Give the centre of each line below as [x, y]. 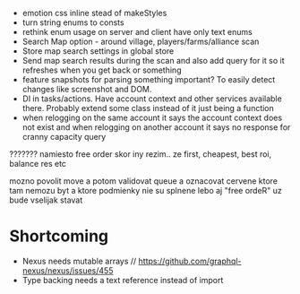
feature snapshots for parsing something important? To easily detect [149, 79]
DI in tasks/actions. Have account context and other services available [152, 99]
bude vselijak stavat [46, 200]
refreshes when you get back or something [102, 70]
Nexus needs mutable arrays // [79, 261]
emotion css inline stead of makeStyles [94, 13]
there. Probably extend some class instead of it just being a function [148, 108]
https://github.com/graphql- [190, 261]
